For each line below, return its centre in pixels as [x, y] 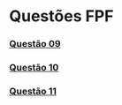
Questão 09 [35, 44]
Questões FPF [61, 16]
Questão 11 [33, 91]
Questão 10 [34, 68]
